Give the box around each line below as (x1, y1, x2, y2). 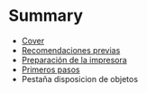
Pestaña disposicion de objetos (21, 73, 139, 84)
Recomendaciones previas (21, 44, 121, 55)
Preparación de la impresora (21, 54, 127, 65)
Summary (8, 5, 83, 26)
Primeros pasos (21, 64, 80, 75)
